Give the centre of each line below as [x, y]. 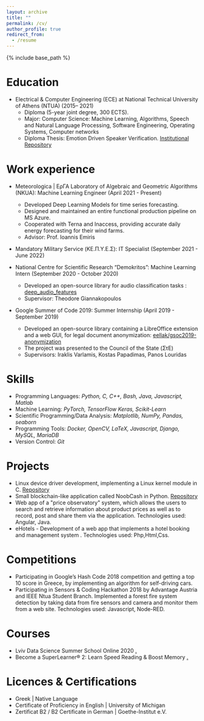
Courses [28, 633]
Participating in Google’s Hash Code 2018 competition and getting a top [105, 576]
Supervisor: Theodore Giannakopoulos [73, 298]
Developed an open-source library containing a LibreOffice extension [111, 328]
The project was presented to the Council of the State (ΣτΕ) [99, 348]
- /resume [24, 40]
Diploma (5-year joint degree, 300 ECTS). [76, 112]
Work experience [51, 169]
